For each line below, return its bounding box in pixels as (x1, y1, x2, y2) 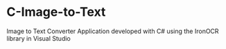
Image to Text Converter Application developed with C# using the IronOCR (6, 27, 219, 35)
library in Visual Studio (6, 34, 71, 42)
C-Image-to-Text (6, 4, 106, 20)
